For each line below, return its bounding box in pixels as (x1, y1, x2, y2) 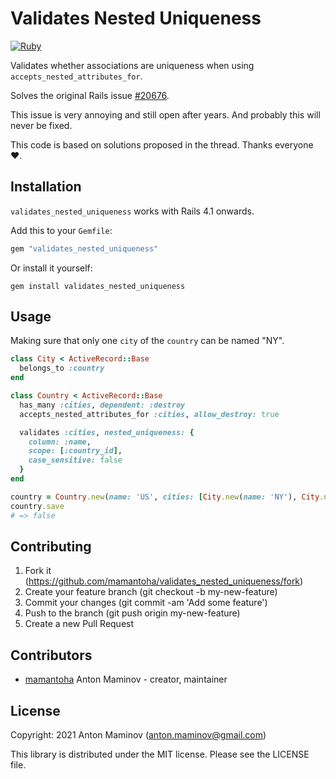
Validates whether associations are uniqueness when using (10, 59, 255, 71)
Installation (10, 178, 82, 196)
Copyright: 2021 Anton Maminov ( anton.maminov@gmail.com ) (10, 729, 267, 741)
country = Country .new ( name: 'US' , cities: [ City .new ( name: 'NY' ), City (10, 492, 320, 502)
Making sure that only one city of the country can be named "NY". (10, 335, 285, 347)
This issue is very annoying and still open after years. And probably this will (10, 108, 321, 121)
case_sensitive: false (28, 455, 123, 466)
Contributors (10, 647, 93, 664)
